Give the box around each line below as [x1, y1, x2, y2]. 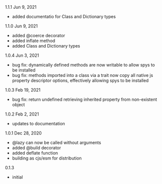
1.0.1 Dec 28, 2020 [5, 130, 42, 136]
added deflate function [12, 150, 58, 156]
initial [12, 174, 23, 180]
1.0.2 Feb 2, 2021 [5, 111, 39, 117]
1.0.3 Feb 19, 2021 [5, 87, 41, 92]
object [12, 102, 25, 107]
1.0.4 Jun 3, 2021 [5, 52, 39, 58]
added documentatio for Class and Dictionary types [12, 14, 116, 19]
